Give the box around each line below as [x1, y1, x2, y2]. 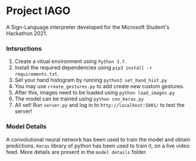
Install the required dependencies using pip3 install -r [14, 64, 152, 71]
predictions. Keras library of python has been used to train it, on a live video [6, 142, 190, 149]
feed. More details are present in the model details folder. [6, 148, 148, 155]
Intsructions [6, 44, 43, 52]
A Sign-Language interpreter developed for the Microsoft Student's [6, 24, 170, 31]
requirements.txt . [14, 71, 59, 78]
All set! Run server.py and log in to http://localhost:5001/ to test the [14, 102, 185, 109]
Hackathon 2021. [6, 29, 47, 36]
